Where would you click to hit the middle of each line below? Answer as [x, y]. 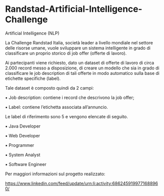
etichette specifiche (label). [33, 78]
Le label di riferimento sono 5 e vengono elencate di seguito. [66, 116]
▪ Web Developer [23, 135]
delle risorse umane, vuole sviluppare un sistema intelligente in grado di [78, 48]
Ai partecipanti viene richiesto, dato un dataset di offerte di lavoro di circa [80, 63]
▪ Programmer [20, 145]
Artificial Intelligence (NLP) [32, 33]
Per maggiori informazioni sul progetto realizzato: [55, 174]
